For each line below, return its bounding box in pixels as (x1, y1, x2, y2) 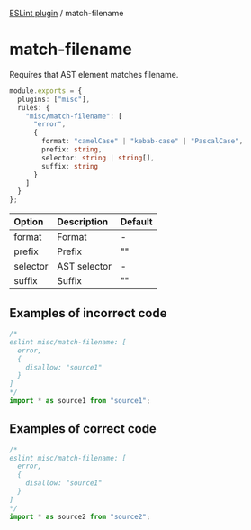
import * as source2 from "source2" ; (9, 512, 151, 521)
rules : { (17, 103, 50, 112)
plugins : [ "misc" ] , (17, 95, 91, 104)
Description (57, 215, 109, 228)
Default (120, 215, 153, 228)
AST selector (57, 260, 112, 273)
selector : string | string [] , (41, 153, 155, 162)
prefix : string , (41, 145, 103, 154)
